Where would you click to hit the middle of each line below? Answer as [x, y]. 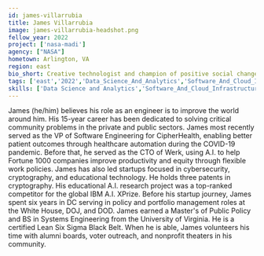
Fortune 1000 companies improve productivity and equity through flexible [127, 161]
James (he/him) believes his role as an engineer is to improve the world [124, 111]
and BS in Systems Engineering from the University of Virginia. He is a [121, 219]
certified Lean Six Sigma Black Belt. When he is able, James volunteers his [129, 228]
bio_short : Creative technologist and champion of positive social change [133, 74]
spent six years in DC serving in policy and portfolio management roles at [127, 203]
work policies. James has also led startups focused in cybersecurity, [119, 169]
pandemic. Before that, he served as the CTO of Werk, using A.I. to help [124, 152]
